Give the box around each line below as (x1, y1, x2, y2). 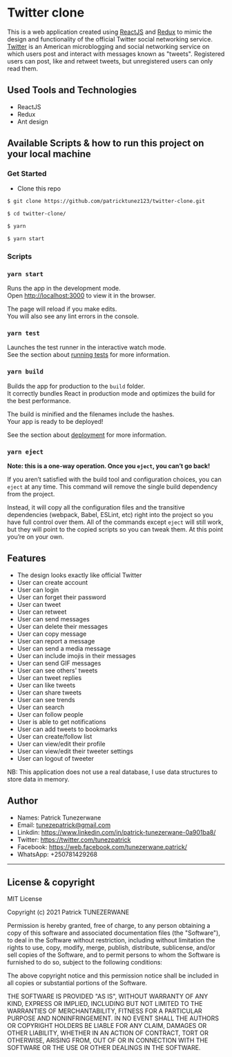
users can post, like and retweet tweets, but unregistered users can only (7, 57, 213, 65)
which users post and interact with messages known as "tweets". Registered (7, 50, 225, 58)
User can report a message (17, 637, 95, 645)
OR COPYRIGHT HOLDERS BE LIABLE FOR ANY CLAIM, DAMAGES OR (7, 1022, 207, 1030)
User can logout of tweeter (17, 754, 95, 762)
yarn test (7, 329, 40, 338)
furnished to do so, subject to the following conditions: (7, 958, 162, 967)
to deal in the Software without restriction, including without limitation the (7, 936, 215, 944)
